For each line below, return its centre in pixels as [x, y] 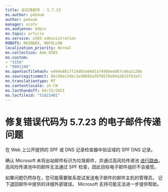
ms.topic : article [25, 34]
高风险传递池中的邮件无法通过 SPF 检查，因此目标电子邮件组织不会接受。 [82, 167]
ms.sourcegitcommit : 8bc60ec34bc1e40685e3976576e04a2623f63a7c [74, 76]
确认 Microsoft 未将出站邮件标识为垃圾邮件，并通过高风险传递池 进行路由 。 [84, 160]
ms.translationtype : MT [31, 81]
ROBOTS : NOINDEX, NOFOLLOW [34, 43]
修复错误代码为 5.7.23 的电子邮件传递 [83, 122]
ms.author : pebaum [25, 15]
